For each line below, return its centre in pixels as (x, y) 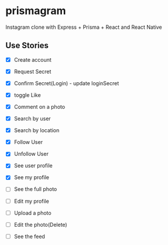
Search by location (37, 130)
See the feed (29, 236)
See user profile (33, 166)
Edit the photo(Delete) (41, 224)
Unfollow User (31, 154)
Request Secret (32, 71)
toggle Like (28, 95)
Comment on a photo (40, 107)
